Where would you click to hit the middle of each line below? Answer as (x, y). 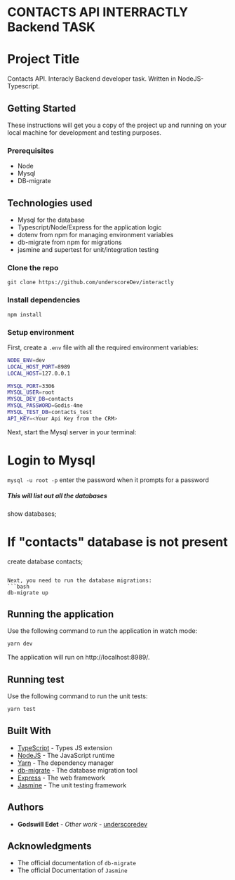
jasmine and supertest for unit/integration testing (88, 250)
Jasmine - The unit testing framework (72, 785)
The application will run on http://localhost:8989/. (79, 658)
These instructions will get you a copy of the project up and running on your (117, 125)
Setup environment (41, 332)
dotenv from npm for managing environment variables (95, 235)
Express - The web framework (61, 778)
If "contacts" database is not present (117, 542)
